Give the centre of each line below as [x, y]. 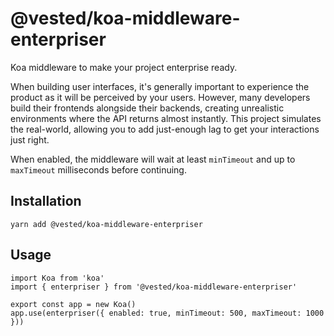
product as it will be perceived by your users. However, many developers [160, 97]
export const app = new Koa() [73, 304]
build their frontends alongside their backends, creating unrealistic [147, 108]
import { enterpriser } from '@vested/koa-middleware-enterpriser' [154, 287]
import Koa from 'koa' [57, 278]
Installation [46, 201]
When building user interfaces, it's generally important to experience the [160, 86]
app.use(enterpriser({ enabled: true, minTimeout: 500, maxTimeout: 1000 [167, 313]
